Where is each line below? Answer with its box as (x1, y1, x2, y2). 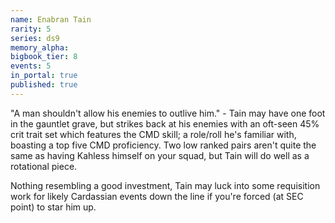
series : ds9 (10, 33, 60, 43)
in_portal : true (10, 71, 78, 81)
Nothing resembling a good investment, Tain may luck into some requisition (10, 179, 321, 191)
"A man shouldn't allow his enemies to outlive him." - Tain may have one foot (10, 107, 326, 119)
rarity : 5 (10, 24, 52, 34)
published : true (10, 80, 78, 90)
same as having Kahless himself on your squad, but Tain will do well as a (10, 149, 310, 161)
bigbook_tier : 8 (10, 52, 78, 62)
